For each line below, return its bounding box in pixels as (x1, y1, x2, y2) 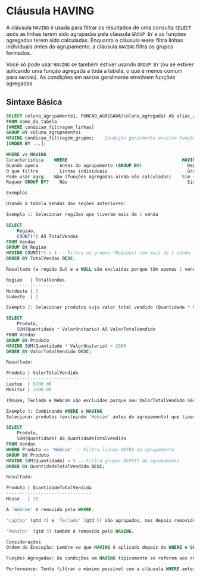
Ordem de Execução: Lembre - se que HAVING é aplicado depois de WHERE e (6, 545, 187, 551)
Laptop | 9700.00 (6, 381, 52, 387)
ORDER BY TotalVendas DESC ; (6, 255, 76, 262)
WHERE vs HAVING (6, 152, 46, 157)
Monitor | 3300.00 (6, 387, 52, 392)
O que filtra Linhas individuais (6, 168, 108, 174)
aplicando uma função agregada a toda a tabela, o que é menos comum (6, 67, 183, 74)
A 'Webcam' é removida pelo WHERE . (6, 506, 95, 512)
